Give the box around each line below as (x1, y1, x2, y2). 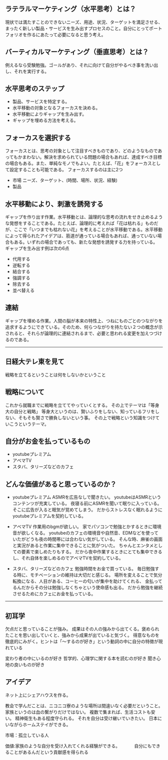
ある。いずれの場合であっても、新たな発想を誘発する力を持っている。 (13, 239, 158, 245)
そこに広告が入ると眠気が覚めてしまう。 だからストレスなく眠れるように (12, 506, 162, 513)
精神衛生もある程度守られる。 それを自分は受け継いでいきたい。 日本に (14, 715, 162, 721)
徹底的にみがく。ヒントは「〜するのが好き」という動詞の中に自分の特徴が (5, 638, 158, 644)
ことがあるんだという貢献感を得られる (9, 749, 88, 755)
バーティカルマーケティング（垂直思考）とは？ (5, 48, 149, 56)
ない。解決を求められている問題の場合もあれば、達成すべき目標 (30, 154, 162, 160)
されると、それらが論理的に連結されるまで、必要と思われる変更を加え (5, 330, 149, 336)
